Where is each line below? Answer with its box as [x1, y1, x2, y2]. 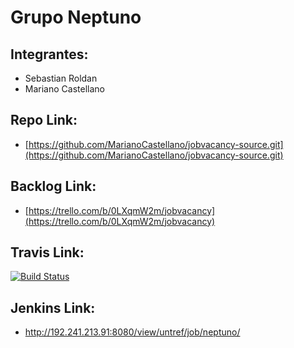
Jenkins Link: [10, 299, 96, 316]
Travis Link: [10, 244, 85, 261]
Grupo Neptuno [10, 6, 142, 29]
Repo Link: [10, 112, 78, 129]
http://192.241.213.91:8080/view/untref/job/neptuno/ [24, 326, 241, 338]
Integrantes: [10, 46, 89, 63]
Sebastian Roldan [24, 72, 98, 84]
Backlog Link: [10, 178, 97, 195]
